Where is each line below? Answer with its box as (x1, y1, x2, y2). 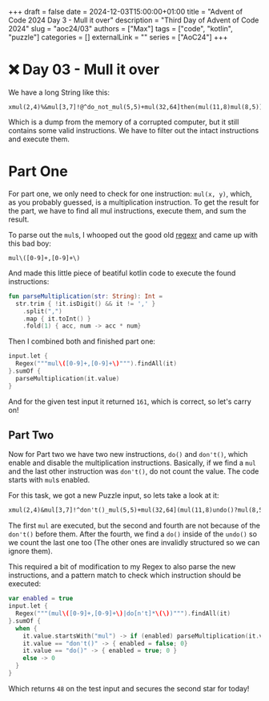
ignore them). (8, 546, 54, 556)
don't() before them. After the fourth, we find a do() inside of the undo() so (8, 529, 258, 539)
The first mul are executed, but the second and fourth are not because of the (8, 521, 260, 531)
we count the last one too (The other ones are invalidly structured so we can (8, 538, 260, 548)
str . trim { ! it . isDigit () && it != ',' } (15, 300, 156, 308)
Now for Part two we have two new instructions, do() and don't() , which (8, 450, 248, 459)
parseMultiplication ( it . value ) (15, 374, 120, 382)
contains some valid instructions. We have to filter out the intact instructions (8, 125, 259, 135)
